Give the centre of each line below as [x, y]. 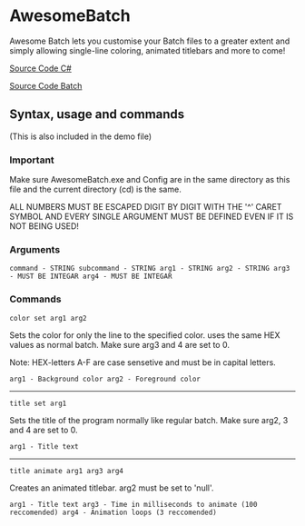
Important [32, 160]
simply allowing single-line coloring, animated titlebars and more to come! [148, 50]
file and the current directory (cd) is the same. [95, 189]
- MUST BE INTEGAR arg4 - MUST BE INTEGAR [91, 277]
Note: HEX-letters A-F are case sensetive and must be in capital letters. [143, 362]
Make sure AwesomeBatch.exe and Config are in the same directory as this [150, 180]
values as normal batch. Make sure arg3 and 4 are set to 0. [119, 344]
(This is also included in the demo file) [81, 136]
